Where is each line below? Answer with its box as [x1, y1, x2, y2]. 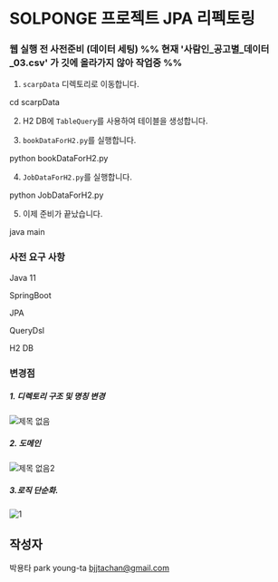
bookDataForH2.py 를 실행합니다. [22, 135, 137, 146]
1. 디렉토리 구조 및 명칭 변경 [9, 391, 106, 402]
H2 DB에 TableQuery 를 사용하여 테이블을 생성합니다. [22, 115, 208, 127]
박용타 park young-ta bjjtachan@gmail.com [9, 563, 170, 574]
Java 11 [9, 272, 36, 283]
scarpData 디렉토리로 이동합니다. [22, 79, 139, 90]
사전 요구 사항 [9, 251, 66, 264]
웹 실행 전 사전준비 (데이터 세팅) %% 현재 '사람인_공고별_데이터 [9, 43, 270, 55]
